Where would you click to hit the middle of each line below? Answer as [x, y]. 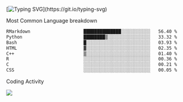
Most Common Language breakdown [52, 20]
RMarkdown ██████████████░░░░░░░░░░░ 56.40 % [92, 31]
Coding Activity [25, 81]
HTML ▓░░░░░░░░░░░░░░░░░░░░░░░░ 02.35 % [92, 48]
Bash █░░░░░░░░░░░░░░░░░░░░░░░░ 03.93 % [92, 42]
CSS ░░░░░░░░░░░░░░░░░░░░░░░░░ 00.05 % [92, 70]
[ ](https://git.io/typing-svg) [57, 9]
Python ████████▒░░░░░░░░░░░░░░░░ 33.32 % [92, 37]
